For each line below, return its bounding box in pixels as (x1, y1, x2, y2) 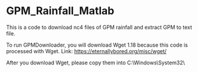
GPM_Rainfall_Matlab (6, 4, 115, 18)
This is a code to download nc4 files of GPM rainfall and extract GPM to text (6, 24, 192, 31)
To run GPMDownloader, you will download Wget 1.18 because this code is (6, 41, 188, 48)
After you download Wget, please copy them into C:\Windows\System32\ (6, 59, 186, 66)
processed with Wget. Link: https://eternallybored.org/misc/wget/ (6, 47, 167, 54)
